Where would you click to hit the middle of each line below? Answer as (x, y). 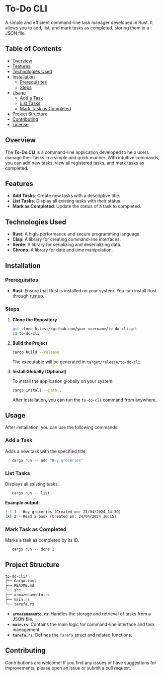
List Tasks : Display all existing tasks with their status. (67, 201)
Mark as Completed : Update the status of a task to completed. (77, 206)
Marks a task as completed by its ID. (42, 540)
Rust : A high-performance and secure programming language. (76, 234)
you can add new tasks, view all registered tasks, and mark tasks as (75, 163)
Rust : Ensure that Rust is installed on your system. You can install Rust (84, 290)
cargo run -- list (31, 493)
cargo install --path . (37, 390)
